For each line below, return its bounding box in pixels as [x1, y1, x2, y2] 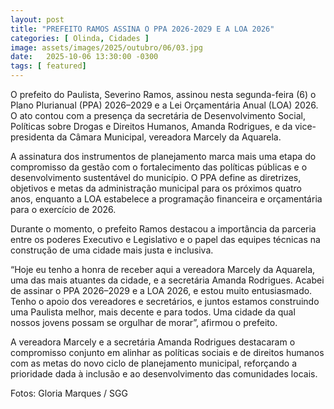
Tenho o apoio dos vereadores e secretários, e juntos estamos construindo [10, 296, 320, 307]
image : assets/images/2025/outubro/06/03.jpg [10, 42, 203, 53]
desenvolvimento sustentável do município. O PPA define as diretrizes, [10, 172, 302, 183]
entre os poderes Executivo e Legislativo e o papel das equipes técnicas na [10, 234, 321, 245]
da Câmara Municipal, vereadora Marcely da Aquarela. [56, 131, 282, 143]
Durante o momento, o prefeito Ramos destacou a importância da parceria [10, 223, 317, 235]
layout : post [10, 14, 65, 25]
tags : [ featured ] [10, 61, 87, 71]
